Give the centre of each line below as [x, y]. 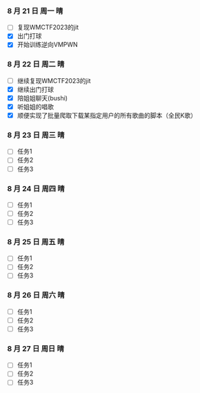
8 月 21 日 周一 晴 [35, 10]
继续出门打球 [35, 89]
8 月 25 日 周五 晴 [36, 241]
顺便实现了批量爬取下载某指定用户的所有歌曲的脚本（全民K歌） [107, 116]
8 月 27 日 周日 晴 [36, 349]
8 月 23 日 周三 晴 [36, 135]
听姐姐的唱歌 [35, 107]
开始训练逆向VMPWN [47, 45]
